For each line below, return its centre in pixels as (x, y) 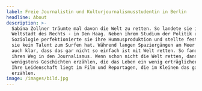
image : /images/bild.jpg (37, 78)
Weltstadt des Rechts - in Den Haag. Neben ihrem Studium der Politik (102, 34)
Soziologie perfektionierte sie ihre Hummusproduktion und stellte (98, 40)
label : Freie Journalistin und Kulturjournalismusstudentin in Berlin (96, 12)
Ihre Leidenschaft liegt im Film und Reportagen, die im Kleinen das (100, 67)
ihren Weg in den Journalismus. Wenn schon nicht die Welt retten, (98, 56)
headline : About (26, 17)
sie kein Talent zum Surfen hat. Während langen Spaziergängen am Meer (103, 45)
